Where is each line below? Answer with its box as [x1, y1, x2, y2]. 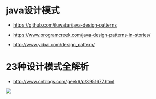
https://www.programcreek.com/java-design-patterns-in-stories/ [13, 32, 151, 38]
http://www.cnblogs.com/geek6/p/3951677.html [13, 78, 115, 84]
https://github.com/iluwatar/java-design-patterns [13, 21, 117, 28]
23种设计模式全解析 [6, 61, 89, 73]
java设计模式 [6, 5, 60, 16]
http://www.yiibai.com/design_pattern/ [13, 41, 95, 47]
